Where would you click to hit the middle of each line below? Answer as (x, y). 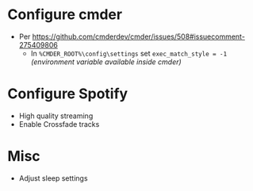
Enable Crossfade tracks (59, 124)
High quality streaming (56, 116)
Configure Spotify (68, 94)
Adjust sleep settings (53, 178)
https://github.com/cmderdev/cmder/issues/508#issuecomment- (138, 36)
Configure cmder (65, 15)
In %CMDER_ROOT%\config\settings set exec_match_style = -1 (129, 53)
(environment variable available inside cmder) (106, 62)
